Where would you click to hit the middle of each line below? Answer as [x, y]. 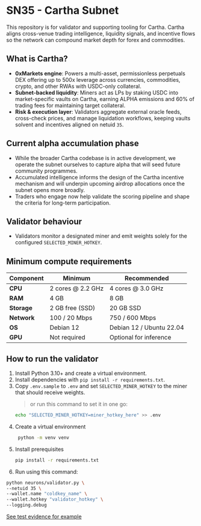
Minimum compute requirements [69, 261]
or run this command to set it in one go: [79, 404]
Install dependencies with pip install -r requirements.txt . [90, 379]
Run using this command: [46, 472]
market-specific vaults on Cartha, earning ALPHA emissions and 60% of [104, 99]
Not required [67, 338]
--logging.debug [26, 505]
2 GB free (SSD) [73, 308]
